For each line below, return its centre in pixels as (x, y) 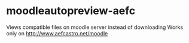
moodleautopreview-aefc (71, 11)
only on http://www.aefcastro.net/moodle (57, 33)
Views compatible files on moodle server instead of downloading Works (95, 27)
